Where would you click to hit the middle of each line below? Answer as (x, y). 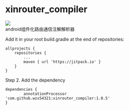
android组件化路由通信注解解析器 (40, 29)
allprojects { (20, 48)
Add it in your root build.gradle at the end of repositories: (65, 39)
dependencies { (21, 89)
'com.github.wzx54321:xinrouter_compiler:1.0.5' (58, 98)
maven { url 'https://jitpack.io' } (62, 62)
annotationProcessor (45, 94)
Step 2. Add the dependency (35, 80)
